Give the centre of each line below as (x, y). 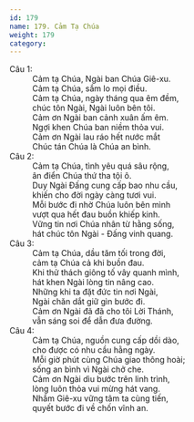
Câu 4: (22, 331)
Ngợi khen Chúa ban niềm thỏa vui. (98, 128)
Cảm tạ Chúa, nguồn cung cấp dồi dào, (106, 340)
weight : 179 (32, 35)
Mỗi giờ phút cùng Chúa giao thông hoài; (109, 360)
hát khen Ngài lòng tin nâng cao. (93, 283)
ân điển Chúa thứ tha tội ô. (82, 176)
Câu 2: (22, 157)
